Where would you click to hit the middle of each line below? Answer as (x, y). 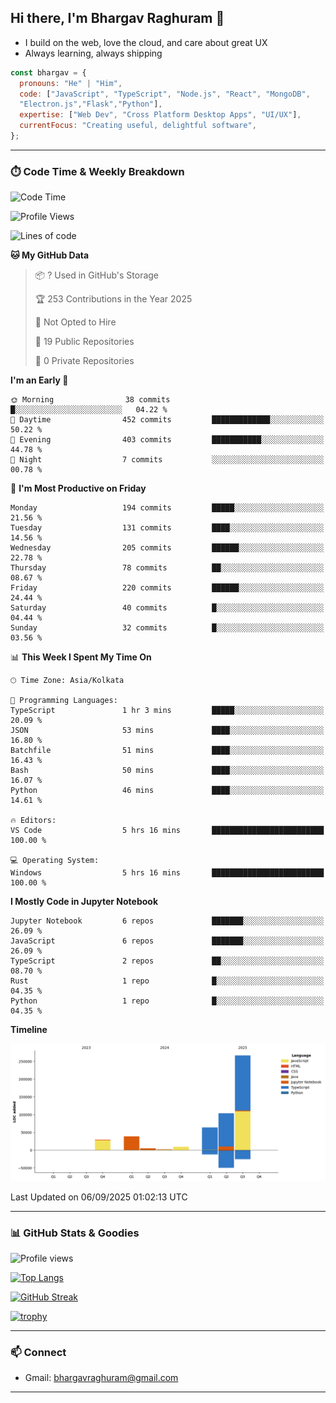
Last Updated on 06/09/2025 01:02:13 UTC (99, 1197)
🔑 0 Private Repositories (84, 361)
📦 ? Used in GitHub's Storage (97, 275)
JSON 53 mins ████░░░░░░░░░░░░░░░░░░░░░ (167, 731)
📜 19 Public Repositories (84, 342)
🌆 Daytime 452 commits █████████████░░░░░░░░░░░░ (167, 420)
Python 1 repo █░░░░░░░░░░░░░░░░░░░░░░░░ (167, 1001)
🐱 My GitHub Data (50, 255)
